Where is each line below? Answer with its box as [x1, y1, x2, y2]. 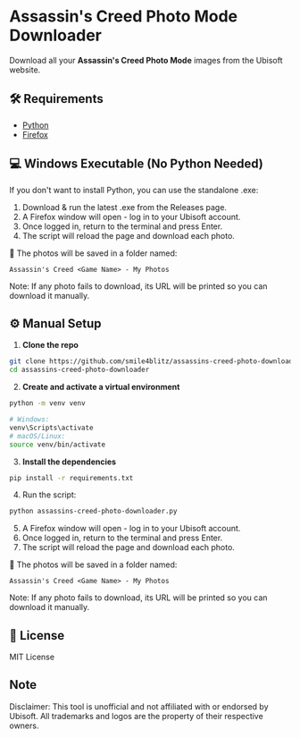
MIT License [9, 651, 55, 663]
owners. [9, 720, 39, 731]
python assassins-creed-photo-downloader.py [9, 507, 178, 516]
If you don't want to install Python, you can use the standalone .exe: [9, 184, 259, 195]
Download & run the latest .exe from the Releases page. [21, 201, 228, 212]
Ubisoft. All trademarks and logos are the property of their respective [9, 710, 263, 721]
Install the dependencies [21, 456, 117, 467]
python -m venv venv [9, 399, 87, 408]
